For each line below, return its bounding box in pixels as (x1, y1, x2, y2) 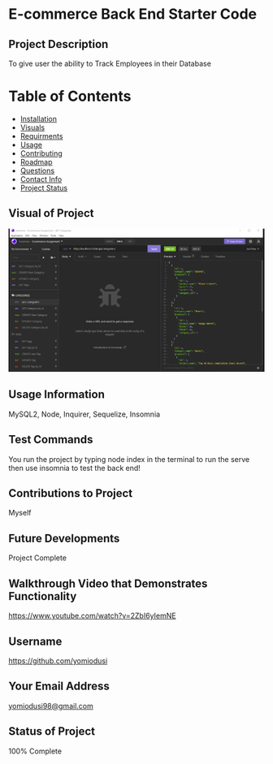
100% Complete (8, 746, 63, 756)
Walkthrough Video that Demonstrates (8, 576, 208, 590)
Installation (19, 114, 58, 123)
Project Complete (8, 553, 67, 563)
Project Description (8, 37, 109, 51)
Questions (19, 166, 55, 175)
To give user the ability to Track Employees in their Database (8, 58, 211, 68)
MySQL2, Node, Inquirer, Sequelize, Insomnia (8, 409, 161, 419)
